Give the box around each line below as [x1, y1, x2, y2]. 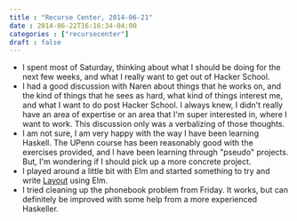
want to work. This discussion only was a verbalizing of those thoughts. [21, 119, 285, 130]
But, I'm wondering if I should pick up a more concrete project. [21, 156, 252, 167]
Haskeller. [21, 203, 60, 214]
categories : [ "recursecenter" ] [9, 29, 129, 38]
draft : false [9, 37, 62, 47]
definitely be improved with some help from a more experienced [21, 194, 258, 205]
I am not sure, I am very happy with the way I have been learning [21, 128, 260, 138]
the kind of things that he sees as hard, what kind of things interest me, [21, 91, 283, 101]
